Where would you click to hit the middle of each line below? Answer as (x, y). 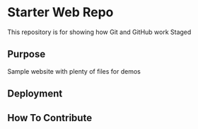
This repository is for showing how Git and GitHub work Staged (99, 32)
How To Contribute (50, 118)
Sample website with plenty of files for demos (74, 71)
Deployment (35, 94)
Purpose (27, 54)
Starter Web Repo (60, 12)
